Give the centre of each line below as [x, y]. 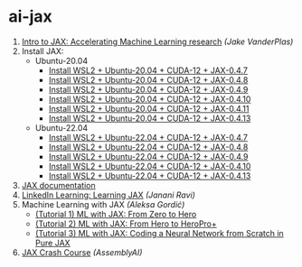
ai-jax [31, 17]
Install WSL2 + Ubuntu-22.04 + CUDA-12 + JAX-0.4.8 [148, 147]
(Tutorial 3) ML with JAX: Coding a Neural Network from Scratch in [159, 233]
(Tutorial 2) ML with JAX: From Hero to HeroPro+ [126, 224]
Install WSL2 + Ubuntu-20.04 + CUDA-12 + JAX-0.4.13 [150, 118]
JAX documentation [58, 185]
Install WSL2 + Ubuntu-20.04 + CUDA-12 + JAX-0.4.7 [148, 70]
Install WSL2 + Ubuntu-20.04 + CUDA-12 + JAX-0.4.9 [148, 89]
